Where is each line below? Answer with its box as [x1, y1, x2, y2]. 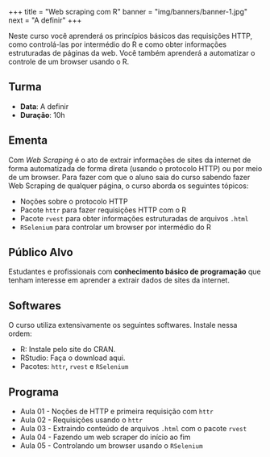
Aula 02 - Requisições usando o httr [19, 415, 143, 425]
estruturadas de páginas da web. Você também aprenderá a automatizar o [8, 48, 255, 57]
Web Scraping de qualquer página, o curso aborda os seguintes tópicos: [8, 181, 249, 191]
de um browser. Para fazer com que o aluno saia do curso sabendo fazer [8, 172, 251, 182]
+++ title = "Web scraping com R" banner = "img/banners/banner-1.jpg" [8, 7, 248, 16]
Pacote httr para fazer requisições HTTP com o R [19, 205, 187, 215]
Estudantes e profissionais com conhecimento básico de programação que [8, 266, 261, 277]
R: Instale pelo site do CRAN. [19, 345, 116, 354]
